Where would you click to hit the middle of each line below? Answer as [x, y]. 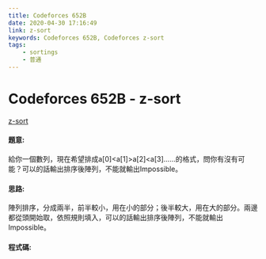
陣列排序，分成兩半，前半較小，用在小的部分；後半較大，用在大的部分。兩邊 [133, 208]
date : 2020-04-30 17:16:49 [53, 23]
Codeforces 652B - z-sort [95, 99]
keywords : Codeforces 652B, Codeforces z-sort [86, 38]
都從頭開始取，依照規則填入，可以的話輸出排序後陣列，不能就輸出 [116, 218]
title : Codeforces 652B [47, 15]
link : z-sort [30, 30]
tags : [17, 45]
